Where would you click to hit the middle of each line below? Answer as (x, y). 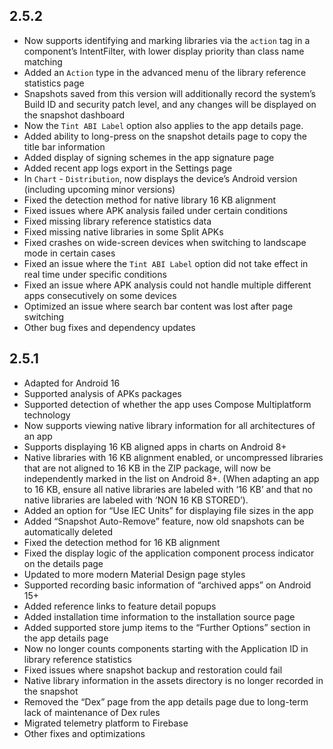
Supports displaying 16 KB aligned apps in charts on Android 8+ (155, 446)
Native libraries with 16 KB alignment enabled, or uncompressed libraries (173, 457)
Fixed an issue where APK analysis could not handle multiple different (167, 285)
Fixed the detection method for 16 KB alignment (122, 542)
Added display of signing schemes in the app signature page (149, 157)
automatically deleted (68, 531)
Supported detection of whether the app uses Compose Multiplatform (167, 404)
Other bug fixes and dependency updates (109, 327)
